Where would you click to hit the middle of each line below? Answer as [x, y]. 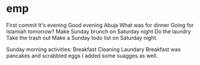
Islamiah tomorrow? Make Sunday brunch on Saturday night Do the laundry [99, 31]
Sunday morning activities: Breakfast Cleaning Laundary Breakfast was [93, 49]
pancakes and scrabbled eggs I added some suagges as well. [82, 55]
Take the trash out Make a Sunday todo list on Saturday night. [82, 38]
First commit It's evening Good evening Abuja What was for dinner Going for [100, 25]
